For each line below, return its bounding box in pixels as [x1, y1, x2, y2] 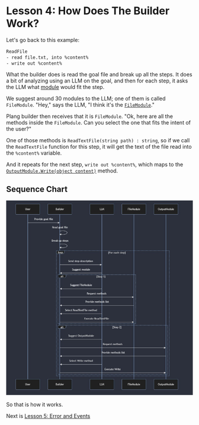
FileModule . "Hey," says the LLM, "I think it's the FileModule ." [6, 101, 155, 108]
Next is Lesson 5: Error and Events [6, 412, 91, 419]
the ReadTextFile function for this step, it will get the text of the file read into [6, 143, 192, 150]
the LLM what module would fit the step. [6, 83, 105, 90]
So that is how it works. [6, 401, 63, 408]
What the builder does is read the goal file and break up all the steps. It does [6, 71, 192, 78]
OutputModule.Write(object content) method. [6, 167, 118, 174]
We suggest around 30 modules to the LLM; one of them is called [6, 95, 166, 102]
